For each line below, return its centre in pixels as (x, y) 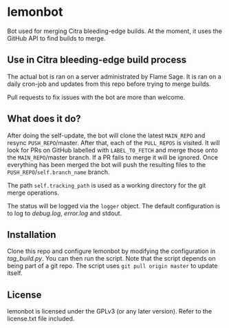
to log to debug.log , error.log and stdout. (65, 213)
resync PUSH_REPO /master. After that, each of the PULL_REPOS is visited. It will (113, 142)
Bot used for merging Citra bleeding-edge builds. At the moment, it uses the (115, 31)
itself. (15, 273)
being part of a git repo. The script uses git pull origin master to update (112, 266)
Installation (32, 234)
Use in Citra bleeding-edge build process (97, 60)
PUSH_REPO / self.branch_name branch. (58, 172)
